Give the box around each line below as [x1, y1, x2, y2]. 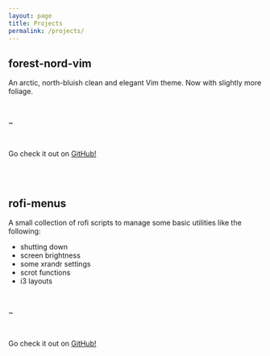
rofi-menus [8, 197, 67, 210]
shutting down [19, 242, 69, 251]
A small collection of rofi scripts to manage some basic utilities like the [8, 218, 242, 227]
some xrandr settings [19, 259, 91, 268]
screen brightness [19, 250, 81, 260]
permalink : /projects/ [8, 27, 85, 35]
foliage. [8, 86, 34, 97]
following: [8, 226, 41, 236]
